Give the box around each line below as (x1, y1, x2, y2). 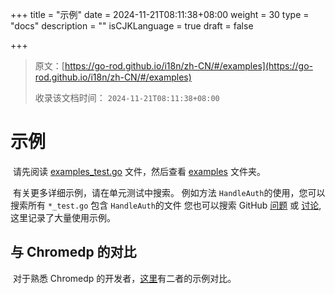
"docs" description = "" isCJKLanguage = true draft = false (10, 20, 254, 32)
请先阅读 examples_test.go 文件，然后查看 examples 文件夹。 (12, 165, 266, 177)
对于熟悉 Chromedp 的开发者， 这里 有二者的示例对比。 (12, 272, 237, 284)
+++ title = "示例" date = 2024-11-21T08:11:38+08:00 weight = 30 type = (10, 9, 310, 20)
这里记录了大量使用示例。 (10, 211, 116, 223)
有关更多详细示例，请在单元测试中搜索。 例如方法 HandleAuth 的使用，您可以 (12, 186, 326, 198)
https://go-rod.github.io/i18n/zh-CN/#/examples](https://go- (64, 60, 313, 72)
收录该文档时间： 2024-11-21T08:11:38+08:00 (34, 92, 220, 103)
